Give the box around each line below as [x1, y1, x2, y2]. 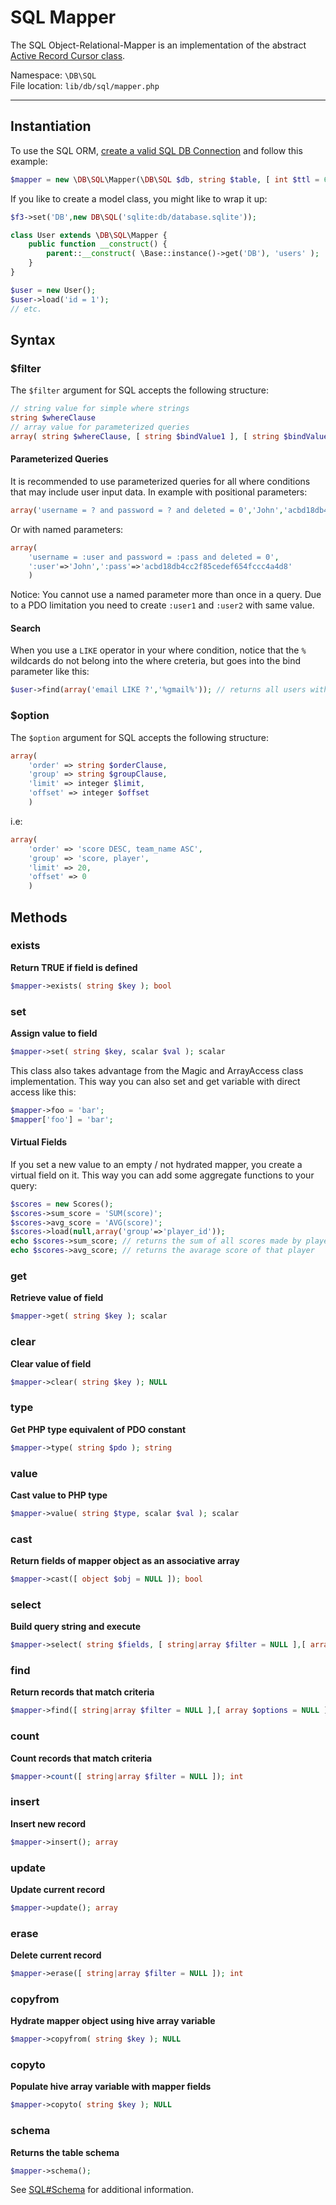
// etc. [10, 304, 43, 314]
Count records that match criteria [10, 1752, 153, 1764]
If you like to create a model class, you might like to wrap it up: [10, 192, 268, 205]
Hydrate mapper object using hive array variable [10, 2015, 216, 2027]
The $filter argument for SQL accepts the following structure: [10, 384, 270, 396]
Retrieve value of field [10, 1292, 104, 1304]
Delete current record [10, 1949, 102, 1961]
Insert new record [10, 1817, 87, 1830]
